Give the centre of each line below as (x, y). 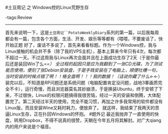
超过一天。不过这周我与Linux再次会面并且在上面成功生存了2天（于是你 (82, 57)
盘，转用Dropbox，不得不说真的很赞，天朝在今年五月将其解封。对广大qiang (83, 120)
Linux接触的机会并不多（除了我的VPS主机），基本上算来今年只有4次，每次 (81, 51)
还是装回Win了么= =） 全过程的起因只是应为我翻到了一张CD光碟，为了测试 (86, 64)
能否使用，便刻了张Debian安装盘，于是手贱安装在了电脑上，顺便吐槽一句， (83, 70)
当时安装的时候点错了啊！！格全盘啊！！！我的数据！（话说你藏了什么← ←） (84, 76)
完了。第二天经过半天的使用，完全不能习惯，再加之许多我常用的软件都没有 (86, 101)
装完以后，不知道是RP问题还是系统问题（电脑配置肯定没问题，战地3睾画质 (82, 83)
